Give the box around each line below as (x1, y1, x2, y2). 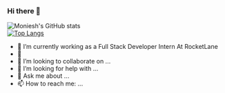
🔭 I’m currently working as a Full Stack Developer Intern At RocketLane (17, 43, 219, 51)
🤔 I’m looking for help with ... (17, 65, 99, 73)
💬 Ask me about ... (17, 72, 70, 80)
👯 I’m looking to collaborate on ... (17, 57, 111, 65)
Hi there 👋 (7, 6, 41, 16)
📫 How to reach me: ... (17, 79, 84, 88)
